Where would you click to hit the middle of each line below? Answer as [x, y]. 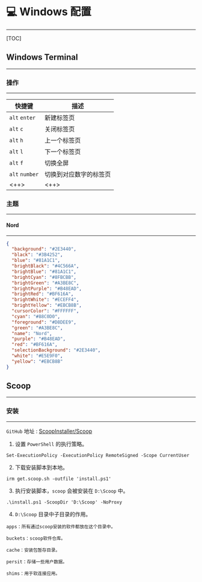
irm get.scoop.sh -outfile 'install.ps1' [59, 479]
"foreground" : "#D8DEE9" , [44, 322]
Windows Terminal [42, 57]
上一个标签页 [63, 141]
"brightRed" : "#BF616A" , [43, 294]
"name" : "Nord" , [32, 333]
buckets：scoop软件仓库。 [36, 538]
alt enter [23, 118]
